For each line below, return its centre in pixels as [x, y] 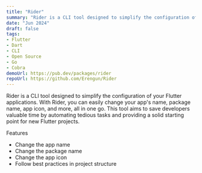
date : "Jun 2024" [28, 23]
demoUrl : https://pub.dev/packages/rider [59, 73]
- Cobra [16, 68]
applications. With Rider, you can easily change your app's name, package [99, 102]
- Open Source [24, 56]
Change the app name [42, 145]
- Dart [14, 46]
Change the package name [48, 151]
